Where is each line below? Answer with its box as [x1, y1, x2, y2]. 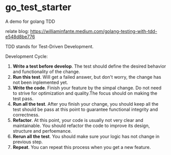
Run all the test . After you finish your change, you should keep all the [12, 101, 159, 107]
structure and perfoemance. [12, 128, 72, 134]
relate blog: [5, 28, 29, 34]
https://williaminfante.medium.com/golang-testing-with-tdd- [30, 28, 157, 34]
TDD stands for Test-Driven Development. [5, 43, 94, 49]
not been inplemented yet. [12, 79, 68, 85]
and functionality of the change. [12, 68, 80, 75]
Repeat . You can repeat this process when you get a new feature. [12, 144, 151, 150]
